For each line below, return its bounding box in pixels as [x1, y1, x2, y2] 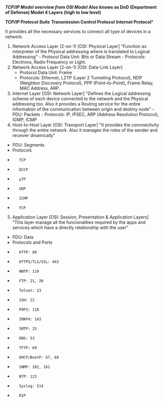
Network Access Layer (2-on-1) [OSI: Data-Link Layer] [12, 64, 123, 70]
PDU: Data [12, 234, 33, 240]
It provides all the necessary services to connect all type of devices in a [5, 29, 151, 34]
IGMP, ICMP [12, 117, 37, 122]
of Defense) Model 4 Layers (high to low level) [5, 9, 101, 15]
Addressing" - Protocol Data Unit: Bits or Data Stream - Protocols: [12, 54, 146, 60]
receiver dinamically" [12, 133, 56, 138]
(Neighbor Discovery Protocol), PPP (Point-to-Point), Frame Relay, [19, 80, 154, 86]
